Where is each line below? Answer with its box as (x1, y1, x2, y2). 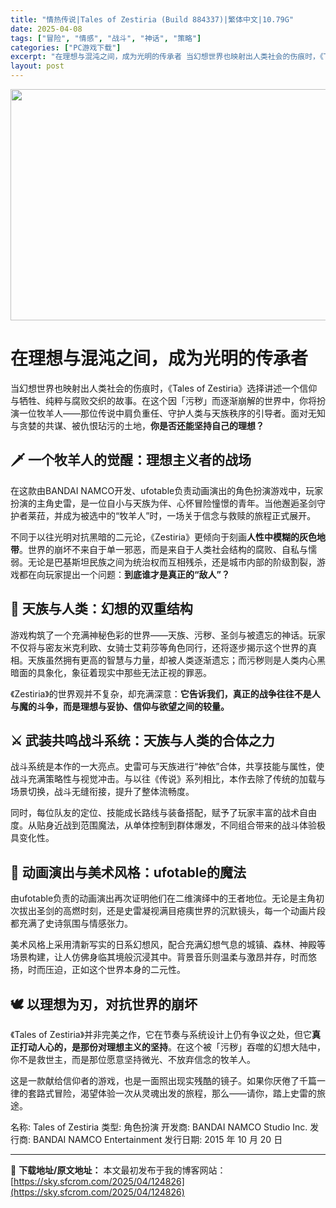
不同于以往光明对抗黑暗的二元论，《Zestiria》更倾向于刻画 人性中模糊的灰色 (10, 531, 317, 543)
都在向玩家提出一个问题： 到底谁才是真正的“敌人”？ (18, 568, 231, 580)
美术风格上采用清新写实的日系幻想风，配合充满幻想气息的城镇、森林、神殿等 (10, 939, 326, 951)
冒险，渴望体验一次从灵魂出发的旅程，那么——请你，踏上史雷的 (53, 1087, 317, 1099)
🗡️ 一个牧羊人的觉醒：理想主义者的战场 (10, 452, 252, 469)
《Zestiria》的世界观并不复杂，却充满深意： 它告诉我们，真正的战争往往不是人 (10, 687, 321, 700)
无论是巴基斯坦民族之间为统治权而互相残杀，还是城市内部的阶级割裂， (27, 556, 317, 568)
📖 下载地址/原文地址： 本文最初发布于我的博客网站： (10, 1164, 227, 1176)
